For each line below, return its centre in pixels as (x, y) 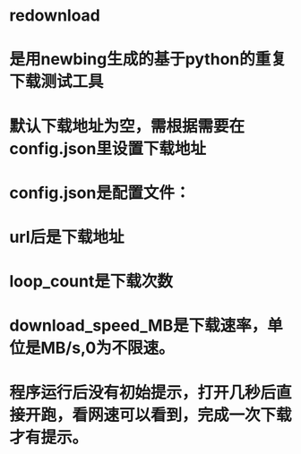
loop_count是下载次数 (91, 282)
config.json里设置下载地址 (107, 148)
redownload (55, 16)
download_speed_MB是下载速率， (138, 326)
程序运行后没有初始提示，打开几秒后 (143, 393)
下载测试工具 (57, 82)
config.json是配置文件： (100, 193)
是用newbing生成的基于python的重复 (148, 60)
